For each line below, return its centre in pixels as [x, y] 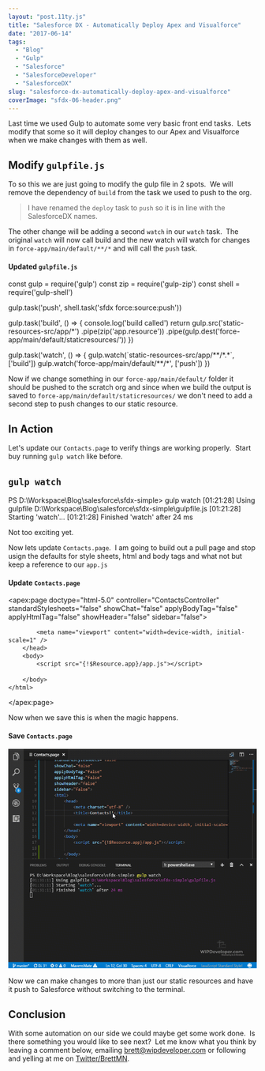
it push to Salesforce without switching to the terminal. [97, 990]
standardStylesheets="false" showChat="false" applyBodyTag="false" [123, 609]
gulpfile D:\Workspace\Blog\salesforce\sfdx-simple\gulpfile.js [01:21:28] [125, 509]
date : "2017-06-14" [40, 33]
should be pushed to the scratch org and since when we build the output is [130, 387]
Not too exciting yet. [41, 533]
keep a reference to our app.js [58, 564]
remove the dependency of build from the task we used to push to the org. [130, 193]
